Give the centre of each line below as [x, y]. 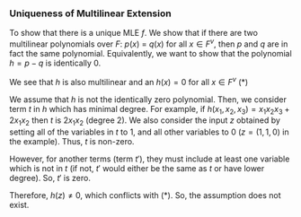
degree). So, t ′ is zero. [50, 178]
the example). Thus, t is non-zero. [72, 142]
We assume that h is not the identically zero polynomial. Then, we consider [148, 99]
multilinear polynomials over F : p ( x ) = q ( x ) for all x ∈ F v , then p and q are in [149, 43]
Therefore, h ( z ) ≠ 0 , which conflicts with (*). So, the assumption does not [145, 195]
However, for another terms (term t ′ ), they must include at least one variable [150, 159]
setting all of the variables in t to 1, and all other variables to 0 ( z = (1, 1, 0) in [149, 132]
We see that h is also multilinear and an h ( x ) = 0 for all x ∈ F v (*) [129, 81]
